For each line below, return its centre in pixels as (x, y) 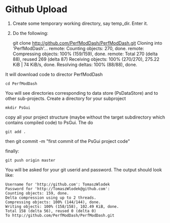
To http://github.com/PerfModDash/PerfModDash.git (60, 215)
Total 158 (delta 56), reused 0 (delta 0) (51, 211)
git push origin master (30, 160)
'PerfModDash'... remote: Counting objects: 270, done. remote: (78, 48)
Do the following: (30, 33)
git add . (16, 132)
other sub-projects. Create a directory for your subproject (65, 98)
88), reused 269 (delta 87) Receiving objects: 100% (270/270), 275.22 (86, 59)
